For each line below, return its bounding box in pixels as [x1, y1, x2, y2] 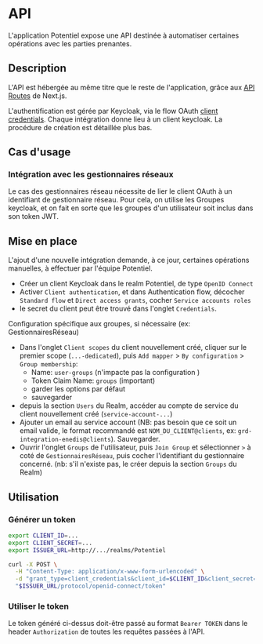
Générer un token [8, 514, 76, 525]
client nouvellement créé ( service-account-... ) [19, 409, 173, 419]
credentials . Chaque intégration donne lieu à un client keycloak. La [8, 115, 223, 124]
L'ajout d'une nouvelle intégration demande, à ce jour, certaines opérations [8, 256, 250, 265]
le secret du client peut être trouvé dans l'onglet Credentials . [19, 304, 218, 314]
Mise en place [8, 235, 78, 248]
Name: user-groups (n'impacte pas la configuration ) [31, 368, 200, 377]
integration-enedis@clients [19, 436, 111, 444]
